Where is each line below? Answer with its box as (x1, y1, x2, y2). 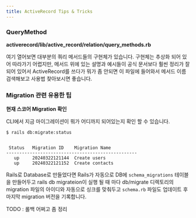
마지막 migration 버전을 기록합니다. (6, 193, 87, 200)
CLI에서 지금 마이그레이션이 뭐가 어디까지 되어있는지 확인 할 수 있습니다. (6, 118, 170, 125)
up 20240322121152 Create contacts (13, 160, 114, 167)
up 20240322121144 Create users (13, 155, 106, 161)
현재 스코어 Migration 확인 (6, 106, 67, 113)
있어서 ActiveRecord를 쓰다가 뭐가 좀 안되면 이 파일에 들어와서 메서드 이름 (16, 68, 187, 75)
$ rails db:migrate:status (6, 130, 72, 136)
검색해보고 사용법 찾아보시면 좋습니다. (6, 75, 92, 82)
